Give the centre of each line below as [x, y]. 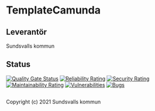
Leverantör [27, 32]
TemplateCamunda [54, 10]
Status [18, 64]
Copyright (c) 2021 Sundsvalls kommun [54, 102]
